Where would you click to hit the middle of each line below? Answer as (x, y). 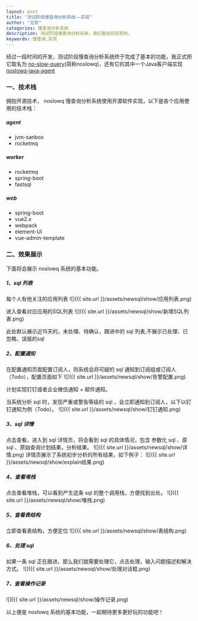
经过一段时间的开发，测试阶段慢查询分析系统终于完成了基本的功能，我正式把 (99, 56)
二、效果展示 (24, 255)
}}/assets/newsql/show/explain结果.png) (55, 462)
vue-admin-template (39, 238)
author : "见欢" (24, 22)
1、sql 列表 (19, 283)
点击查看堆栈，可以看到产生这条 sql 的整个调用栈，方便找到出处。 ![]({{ (93, 493)
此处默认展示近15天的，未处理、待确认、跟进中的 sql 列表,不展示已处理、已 (97, 331)
